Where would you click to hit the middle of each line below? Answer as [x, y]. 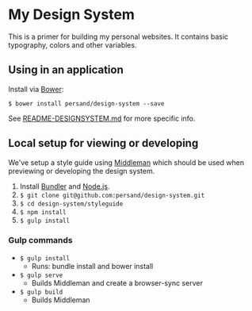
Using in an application [66, 70]
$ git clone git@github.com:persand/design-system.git [112, 195]
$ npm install [43, 212]
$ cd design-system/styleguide [71, 204]
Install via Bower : [36, 89]
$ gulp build [41, 292]
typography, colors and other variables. [73, 44]
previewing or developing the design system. [82, 171]
